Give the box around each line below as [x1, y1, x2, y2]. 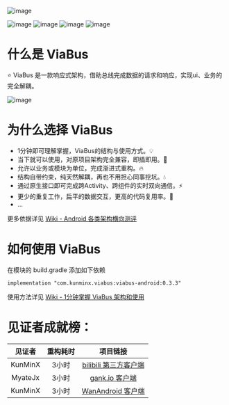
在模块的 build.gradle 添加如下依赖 [7, 265, 105, 274]
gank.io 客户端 [90, 373, 137, 383]
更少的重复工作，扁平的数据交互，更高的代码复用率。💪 [17, 192, 173, 200]
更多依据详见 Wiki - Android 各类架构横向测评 [7, 214, 137, 223]
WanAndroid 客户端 [81, 386, 145, 396]
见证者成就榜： [7, 320, 93, 335]
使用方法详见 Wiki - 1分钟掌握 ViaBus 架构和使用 [7, 292, 144, 301]
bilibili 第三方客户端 [82, 360, 144, 370]
